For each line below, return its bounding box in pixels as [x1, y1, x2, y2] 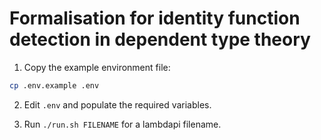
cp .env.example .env [9, 80, 100, 91]
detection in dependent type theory [9, 28, 311, 51]
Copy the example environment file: [23, 61, 171, 73]
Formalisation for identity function [9, 7, 301, 30]
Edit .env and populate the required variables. [23, 98, 212, 111]
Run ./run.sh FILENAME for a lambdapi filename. [23, 118, 222, 130]
